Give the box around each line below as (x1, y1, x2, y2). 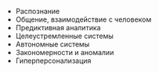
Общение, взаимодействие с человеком (15, 15, 152, 24)
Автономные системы (15, 40, 90, 49)
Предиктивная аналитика (15, 23, 101, 32)
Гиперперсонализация (15, 56, 92, 65)
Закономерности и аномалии (15, 48, 114, 57)
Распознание (15, 7, 60, 16)
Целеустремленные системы (15, 31, 114, 40)
